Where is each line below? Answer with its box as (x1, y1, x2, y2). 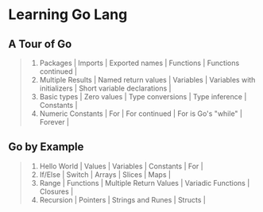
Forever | (39, 118, 70, 126)
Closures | (39, 187, 74, 196)
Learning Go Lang (8, 6, 128, 24)
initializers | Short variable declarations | (39, 83, 172, 93)
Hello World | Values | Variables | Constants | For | (39, 161, 204, 171)
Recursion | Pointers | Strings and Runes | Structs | (39, 195, 207, 204)
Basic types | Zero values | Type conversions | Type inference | (39, 92, 247, 101)
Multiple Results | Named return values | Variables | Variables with (39, 75, 256, 84)
